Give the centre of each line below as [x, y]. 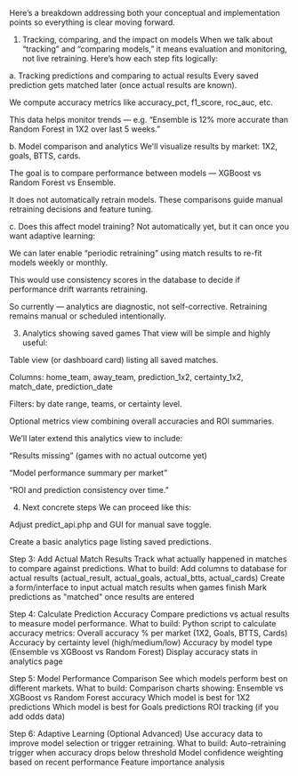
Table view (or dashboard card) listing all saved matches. [114, 360]
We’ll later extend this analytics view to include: [96, 438]
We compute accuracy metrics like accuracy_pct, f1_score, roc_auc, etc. [141, 102]
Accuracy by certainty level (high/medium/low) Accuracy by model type [141, 643]
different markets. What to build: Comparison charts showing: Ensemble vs [146, 688]
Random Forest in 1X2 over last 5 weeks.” [85, 129]
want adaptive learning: [52, 236]
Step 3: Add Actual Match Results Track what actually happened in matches [148, 559]
